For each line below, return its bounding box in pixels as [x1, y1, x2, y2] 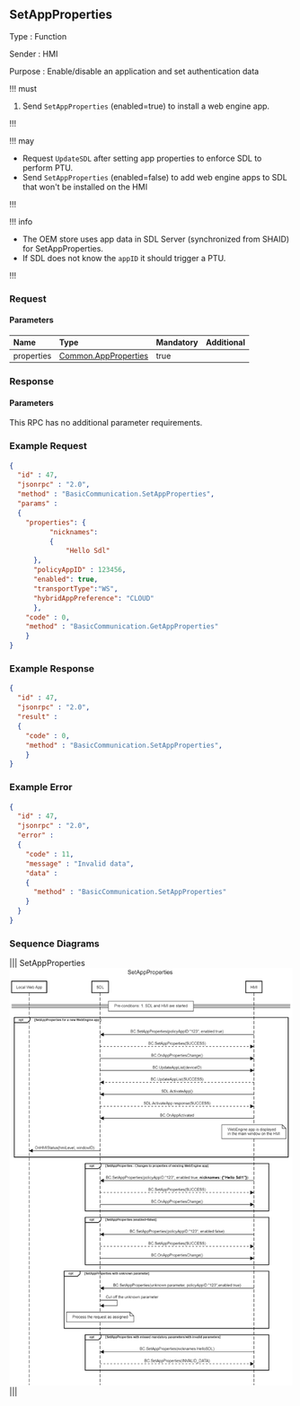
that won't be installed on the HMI [22, 181, 148, 192]
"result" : [17, 713, 58, 722]
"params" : [17, 499, 58, 508]
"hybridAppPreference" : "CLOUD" [32, 593, 154, 602]
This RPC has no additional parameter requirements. [9, 417, 203, 428]
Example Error [9, 781, 73, 794]
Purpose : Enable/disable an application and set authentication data [9, 66, 260, 76]
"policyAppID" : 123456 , [32, 566, 127, 575]
